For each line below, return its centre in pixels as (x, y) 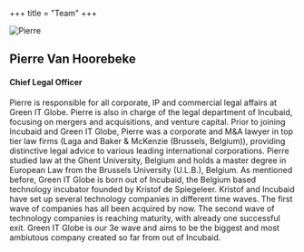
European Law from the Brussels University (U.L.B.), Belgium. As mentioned (151, 170)
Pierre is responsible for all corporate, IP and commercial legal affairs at (143, 102)
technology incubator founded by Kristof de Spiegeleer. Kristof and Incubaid (152, 189)
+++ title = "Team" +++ (54, 13)
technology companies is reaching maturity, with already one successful (145, 218)
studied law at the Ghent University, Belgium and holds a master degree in (148, 160)
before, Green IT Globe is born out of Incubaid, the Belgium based (133, 179)
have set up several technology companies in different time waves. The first (151, 199)
